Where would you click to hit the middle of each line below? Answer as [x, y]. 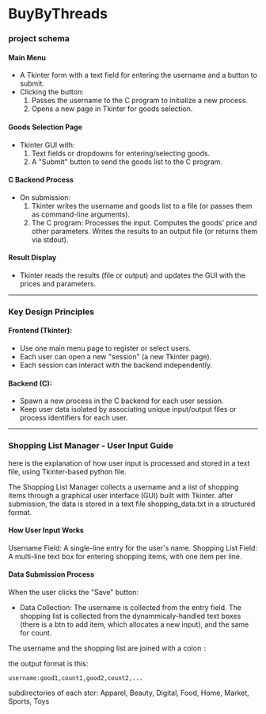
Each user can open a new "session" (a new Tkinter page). [116, 357]
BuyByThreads [58, 14]
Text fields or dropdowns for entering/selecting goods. [121, 153]
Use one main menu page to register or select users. [105, 348]
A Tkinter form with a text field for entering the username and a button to [138, 75]
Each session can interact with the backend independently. [116, 365]
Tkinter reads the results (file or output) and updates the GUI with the [132, 275]
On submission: [45, 197]
